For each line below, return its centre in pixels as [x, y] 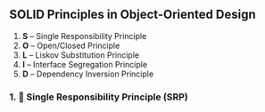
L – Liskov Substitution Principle [81, 55]
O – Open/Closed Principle [71, 45]
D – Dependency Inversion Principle [88, 74]
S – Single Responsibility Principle [84, 36]
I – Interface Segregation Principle [85, 64]
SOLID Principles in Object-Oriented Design [132, 15]
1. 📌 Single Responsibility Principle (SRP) [99, 97]
